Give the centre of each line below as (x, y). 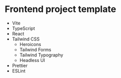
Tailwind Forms (35, 49)
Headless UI (32, 60)
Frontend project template (60, 9)
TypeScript (23, 28)
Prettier (20, 65)
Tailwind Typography (41, 55)
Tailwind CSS (26, 39)
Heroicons (30, 44)
